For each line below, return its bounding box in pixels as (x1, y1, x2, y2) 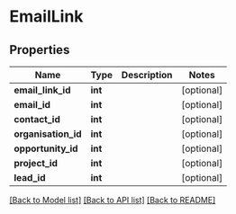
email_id (14, 99, 51, 111)
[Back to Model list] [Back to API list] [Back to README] (9, 195, 216, 205)
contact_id (14, 113, 60, 125)
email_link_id (14, 84, 71, 96)
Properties (9, 42, 70, 58)
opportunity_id (14, 142, 78, 155)
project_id (14, 157, 59, 169)
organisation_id (14, 128, 83, 140)
